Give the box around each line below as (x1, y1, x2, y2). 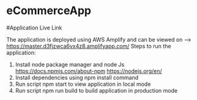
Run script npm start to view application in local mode (15, 80, 151, 88)
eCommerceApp (6, 4, 92, 18)
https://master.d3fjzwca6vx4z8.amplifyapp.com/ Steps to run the (6, 42, 171, 50)
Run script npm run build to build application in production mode (15, 87, 178, 94)
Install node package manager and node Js (15, 61, 125, 68)
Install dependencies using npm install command (15, 74, 139, 81)
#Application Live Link (6, 24, 62, 31)
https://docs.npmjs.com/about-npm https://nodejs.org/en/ (15, 67, 162, 74)
